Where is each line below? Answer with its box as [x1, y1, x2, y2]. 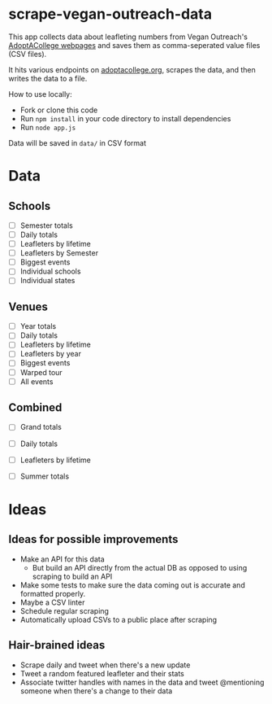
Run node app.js [19, 122, 76, 132]
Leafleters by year [19, 349, 81, 359]
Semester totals [19, 221, 73, 230]
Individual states [19, 276, 76, 286]
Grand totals [19, 422, 63, 432]
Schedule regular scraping [19, 606, 110, 615]
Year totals [19, 321, 57, 331]
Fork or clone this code [19, 105, 98, 115]
